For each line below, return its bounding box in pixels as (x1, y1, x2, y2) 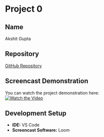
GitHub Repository (5, 62, 42, 69)
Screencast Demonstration (5, 77, 88, 85)
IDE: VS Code (12, 122, 40, 128)
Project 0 (5, 3, 43, 15)
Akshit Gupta (5, 36, 31, 41)
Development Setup (5, 109, 67, 117)
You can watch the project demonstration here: (5, 90, 100, 96)
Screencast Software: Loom (12, 127, 70, 133)
